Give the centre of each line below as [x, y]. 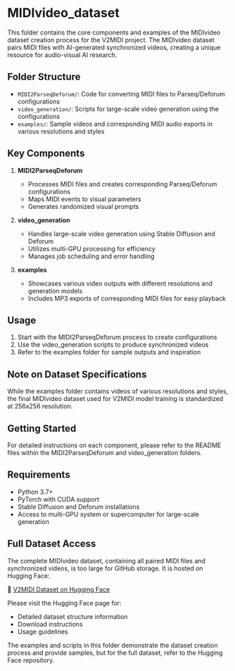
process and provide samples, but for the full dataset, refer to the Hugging [115, 653]
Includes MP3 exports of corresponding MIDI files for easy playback [127, 298]
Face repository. [31, 660]
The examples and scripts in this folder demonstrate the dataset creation [113, 645]
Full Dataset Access [52, 544]
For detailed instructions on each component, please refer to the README [114, 445]
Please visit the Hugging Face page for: [64, 603]
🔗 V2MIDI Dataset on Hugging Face [59, 589]
